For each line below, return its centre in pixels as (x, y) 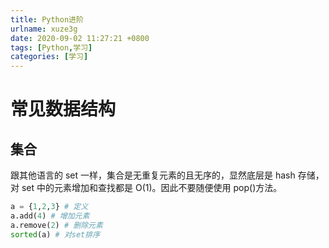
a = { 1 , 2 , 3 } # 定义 (49, 207)
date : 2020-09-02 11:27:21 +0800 (80, 38)
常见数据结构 (63, 109)
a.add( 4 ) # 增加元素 (50, 216)
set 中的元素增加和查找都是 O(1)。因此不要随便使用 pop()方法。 (152, 188)
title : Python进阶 (47, 19)
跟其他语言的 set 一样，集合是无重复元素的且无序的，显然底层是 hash (153, 175)
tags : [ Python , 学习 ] (51, 47)
